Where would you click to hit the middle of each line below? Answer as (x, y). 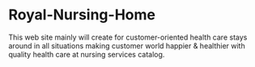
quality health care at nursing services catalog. (87, 54)
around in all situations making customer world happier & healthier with (127, 45)
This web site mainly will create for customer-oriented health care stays (128, 37)
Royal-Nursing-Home (82, 15)
